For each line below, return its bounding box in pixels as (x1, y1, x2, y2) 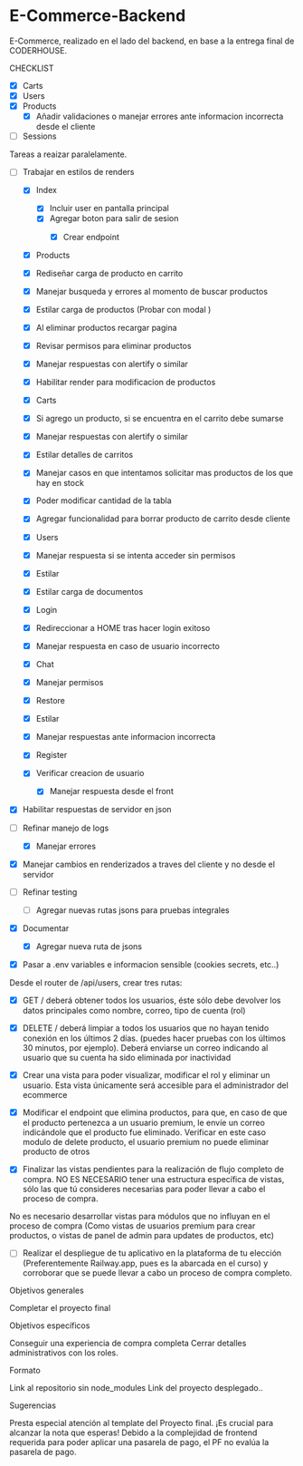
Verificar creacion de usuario (35, 768, 145, 779)
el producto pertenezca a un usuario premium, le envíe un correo (22, 1117, 265, 1129)
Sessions (22, 131, 57, 141)
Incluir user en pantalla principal (49, 203, 170, 214)
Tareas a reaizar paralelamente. (9, 149, 128, 160)
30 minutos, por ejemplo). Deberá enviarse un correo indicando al (22, 1043, 269, 1053)
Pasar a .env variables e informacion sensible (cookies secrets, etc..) (22, 958, 279, 970)
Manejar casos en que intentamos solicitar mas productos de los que (35, 468, 294, 479)
